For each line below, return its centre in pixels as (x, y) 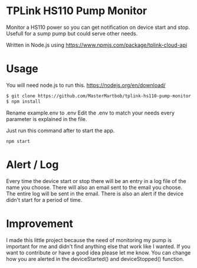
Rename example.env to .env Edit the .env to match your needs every (91, 113)
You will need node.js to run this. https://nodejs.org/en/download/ (86, 85)
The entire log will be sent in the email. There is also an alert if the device (95, 194)
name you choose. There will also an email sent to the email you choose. (94, 187)
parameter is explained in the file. (47, 119)
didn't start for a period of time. (44, 200)
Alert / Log (32, 164)
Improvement (40, 223)
